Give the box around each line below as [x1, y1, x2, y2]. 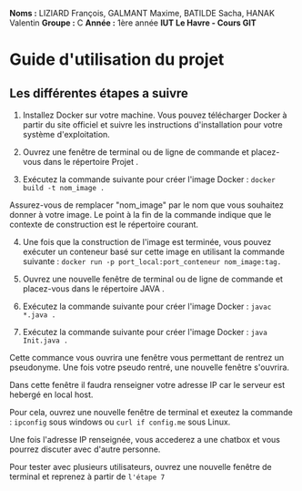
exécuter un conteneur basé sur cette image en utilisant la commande [22, 246, 285, 257]
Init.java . [22, 336, 68, 345]
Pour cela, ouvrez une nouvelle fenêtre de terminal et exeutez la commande [9, 407, 293, 417]
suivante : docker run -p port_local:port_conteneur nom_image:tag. [22, 256, 282, 267]
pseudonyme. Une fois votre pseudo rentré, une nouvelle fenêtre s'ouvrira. [9, 362, 289, 373]
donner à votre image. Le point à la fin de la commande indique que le [9, 210, 272, 220]
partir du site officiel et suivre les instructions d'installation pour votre [22, 119, 284, 130]
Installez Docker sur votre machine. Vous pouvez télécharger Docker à [22, 109, 287, 120]
